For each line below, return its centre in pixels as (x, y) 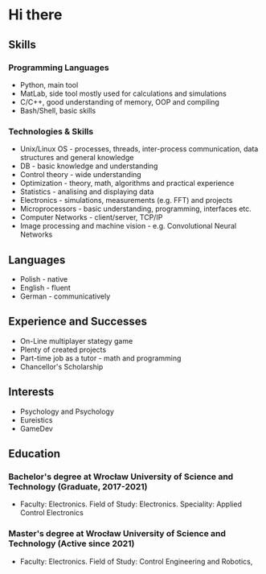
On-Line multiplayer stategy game (76, 341)
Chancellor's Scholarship (61, 366)
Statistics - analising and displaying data (87, 192)
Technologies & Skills (51, 131)
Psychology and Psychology (67, 411)
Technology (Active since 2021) (72, 543)
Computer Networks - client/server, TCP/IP (91, 217)
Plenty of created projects (63, 349)
